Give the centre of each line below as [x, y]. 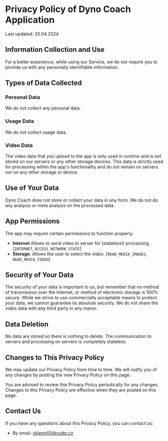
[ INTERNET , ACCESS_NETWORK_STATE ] [47, 248]
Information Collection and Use [55, 50]
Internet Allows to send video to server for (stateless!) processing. [81, 243]
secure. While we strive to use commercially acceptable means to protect [81, 298]
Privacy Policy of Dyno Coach [68, 9]
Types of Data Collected [44, 83]
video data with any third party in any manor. [51, 308]
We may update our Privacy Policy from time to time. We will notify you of [81, 370]
